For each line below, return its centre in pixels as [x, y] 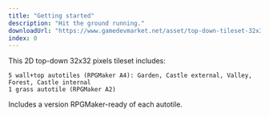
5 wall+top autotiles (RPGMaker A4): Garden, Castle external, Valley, [130, 76]
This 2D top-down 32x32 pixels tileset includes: [87, 61]
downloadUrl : [30, 30]
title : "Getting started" [51, 16]
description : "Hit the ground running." [77, 23]
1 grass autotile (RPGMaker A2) [62, 90]
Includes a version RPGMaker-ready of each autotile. [95, 104]
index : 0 [23, 38]
